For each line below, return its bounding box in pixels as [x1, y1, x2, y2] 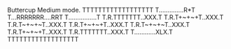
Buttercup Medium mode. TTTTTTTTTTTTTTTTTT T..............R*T [7, 6, 196, 14]
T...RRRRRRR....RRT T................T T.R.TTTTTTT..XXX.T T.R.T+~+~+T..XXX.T [7, 13, 224, 21]
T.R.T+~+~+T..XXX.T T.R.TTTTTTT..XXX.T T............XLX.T [7, 28, 174, 36]
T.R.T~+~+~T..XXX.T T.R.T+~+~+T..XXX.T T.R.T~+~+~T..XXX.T [7, 21, 190, 28]
